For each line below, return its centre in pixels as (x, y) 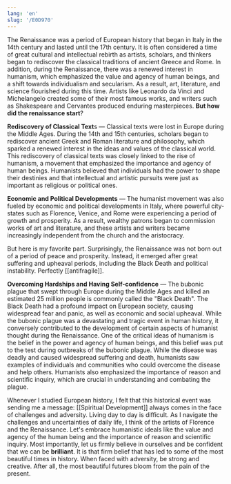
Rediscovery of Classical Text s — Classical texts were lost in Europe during (115, 126)
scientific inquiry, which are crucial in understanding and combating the (109, 379)
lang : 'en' (23, 13)
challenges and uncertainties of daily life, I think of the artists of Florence (111, 422)
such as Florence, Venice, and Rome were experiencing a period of (121, 213)
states (16, 213)
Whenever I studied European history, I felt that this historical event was (109, 400)
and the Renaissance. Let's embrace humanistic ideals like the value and (110, 429)
